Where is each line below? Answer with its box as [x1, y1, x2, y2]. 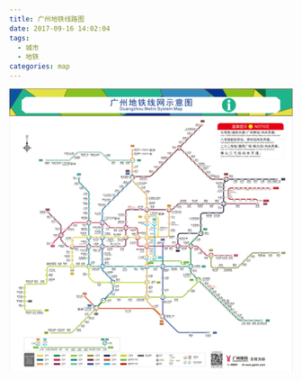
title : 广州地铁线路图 [9, 14, 85, 23]
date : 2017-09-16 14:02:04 [9, 23, 111, 33]
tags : [9, 33, 30, 42]
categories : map [9, 62, 70, 71]
